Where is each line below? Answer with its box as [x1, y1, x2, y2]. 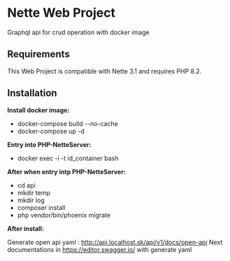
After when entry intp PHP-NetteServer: [7, 167, 126, 176]
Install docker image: [7, 106, 70, 114]
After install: [7, 224, 44, 232]
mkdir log [17, 196, 45, 204]
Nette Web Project [7, 5, 115, 21]
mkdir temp [17, 188, 51, 197]
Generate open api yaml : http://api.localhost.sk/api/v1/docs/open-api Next [7, 238, 223, 246]
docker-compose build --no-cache [17, 119, 119, 127]
